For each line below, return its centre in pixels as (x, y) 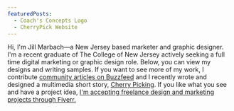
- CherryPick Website (46, 27)
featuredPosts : (30, 14)
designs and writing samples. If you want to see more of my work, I (106, 70)
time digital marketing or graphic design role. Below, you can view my (109, 62)
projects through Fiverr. (42, 100)
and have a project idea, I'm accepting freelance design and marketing (111, 92)
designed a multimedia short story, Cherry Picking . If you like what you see (117, 85)
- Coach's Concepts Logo (50, 21)
